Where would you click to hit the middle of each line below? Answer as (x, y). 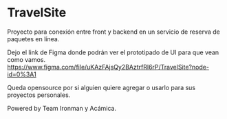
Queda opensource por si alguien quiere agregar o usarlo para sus (101, 87)
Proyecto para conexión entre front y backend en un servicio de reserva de (113, 32)
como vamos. (26, 59)
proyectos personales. (39, 95)
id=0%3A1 (22, 74)
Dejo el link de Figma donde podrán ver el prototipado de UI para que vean (113, 52)
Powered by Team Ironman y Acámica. (62, 108)
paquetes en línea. (33, 39)
